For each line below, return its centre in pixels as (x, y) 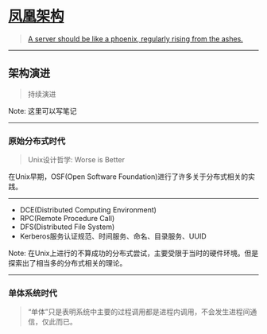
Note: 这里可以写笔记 (43, 111)
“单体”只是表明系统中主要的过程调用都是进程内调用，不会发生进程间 (139, 312)
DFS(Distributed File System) (67, 227)
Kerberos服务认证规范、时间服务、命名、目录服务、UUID (113, 236)
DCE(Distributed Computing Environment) (88, 210)
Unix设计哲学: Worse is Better (76, 160)
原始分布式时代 (37, 141)
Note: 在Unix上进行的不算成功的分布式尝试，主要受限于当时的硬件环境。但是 (133, 253)
